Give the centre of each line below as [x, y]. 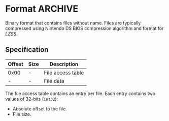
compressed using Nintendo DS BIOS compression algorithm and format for [84, 28]
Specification [27, 50]
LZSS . [11, 34]
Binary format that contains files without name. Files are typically [73, 23]
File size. [22, 114]
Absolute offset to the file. [40, 109]
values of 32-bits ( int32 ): [32, 99]
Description [64, 64]
